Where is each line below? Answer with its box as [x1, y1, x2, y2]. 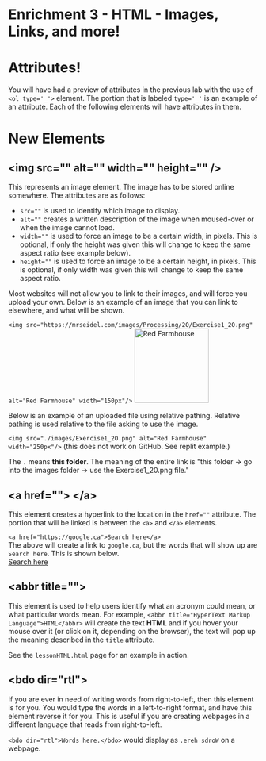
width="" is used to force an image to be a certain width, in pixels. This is [19, 232, 258, 241]
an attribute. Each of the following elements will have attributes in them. [8, 102, 241, 112]
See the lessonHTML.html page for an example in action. [8, 650, 190, 659]
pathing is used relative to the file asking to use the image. [8, 419, 199, 429]
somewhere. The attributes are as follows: [8, 190, 146, 200]
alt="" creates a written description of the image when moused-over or [19, 214, 255, 224]
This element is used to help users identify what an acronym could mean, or [8, 601, 256, 610]
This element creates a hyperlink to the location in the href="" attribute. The [8, 509, 256, 519]
